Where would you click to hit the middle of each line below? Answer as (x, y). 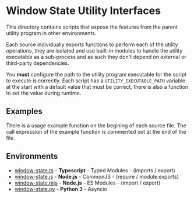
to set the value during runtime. (44, 93)
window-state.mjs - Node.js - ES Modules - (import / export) (87, 183)
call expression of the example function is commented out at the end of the (96, 131)
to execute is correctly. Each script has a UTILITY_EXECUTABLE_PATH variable (96, 81)
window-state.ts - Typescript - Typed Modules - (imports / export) (95, 170)
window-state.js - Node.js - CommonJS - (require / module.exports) (96, 176)
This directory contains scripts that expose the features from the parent (92, 27)
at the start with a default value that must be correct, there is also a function (97, 86)
